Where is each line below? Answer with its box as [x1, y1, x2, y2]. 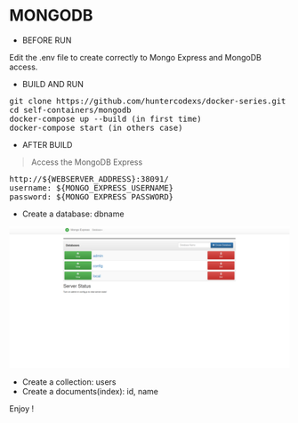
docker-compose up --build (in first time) [9, 113, 202, 124]
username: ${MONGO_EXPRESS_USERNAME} [9, 183, 174, 192]
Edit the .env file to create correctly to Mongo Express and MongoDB [9, 52, 262, 62]
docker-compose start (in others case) [9, 122, 183, 133]
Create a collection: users [21, 376, 117, 387]
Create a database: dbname [21, 208, 125, 219]
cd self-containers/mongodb [9, 104, 132, 115]
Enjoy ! [9, 403, 35, 414]
